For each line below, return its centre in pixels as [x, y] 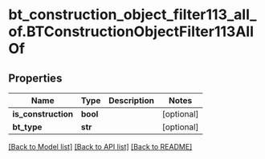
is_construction [43, 114]
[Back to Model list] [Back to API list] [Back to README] [100, 147]
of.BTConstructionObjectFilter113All [131, 32]
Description [131, 100]
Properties [35, 78]
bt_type [27, 127]
